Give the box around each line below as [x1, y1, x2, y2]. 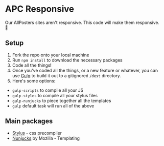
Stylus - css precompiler [12, 130, 62, 136]
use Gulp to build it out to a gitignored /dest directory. [12, 72, 121, 79]
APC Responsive [5, 3, 74, 15]
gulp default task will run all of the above [12, 103, 94, 108]
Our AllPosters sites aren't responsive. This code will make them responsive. [5, 20, 160, 25]
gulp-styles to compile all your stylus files [12, 92, 98, 98]
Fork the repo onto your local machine [12, 52, 90, 58]
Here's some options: [12, 78, 56, 83]
